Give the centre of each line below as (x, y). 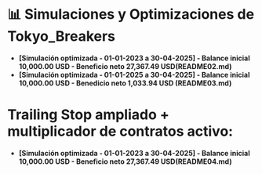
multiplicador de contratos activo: (120, 131)
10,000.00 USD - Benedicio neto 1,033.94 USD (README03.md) (125, 83)
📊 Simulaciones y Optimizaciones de (131, 14)
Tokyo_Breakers (61, 36)
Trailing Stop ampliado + (89, 115)
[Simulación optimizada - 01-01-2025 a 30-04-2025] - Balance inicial (134, 74)
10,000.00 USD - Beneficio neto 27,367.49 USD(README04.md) (125, 161)
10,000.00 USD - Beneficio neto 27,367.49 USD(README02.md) (125, 66)
